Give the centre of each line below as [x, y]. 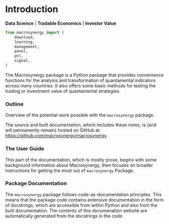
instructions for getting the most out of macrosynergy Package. [70, 171]
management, [27, 46]
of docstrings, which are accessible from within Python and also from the [81, 205]
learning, [25, 42]
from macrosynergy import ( [35, 32]
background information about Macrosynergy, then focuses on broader [79, 165]
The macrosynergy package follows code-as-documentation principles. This [83, 194]
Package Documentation [36, 184]
